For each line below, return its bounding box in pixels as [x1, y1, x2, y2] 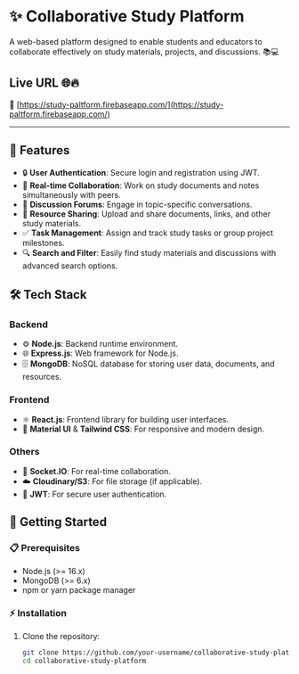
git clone [21, 648, 60, 657]
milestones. [21, 237, 65, 248]
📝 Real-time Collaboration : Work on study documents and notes [21, 180, 260, 191]
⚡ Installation [9, 607, 68, 620]
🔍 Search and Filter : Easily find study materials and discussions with [21, 247, 277, 258]
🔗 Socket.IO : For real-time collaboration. [21, 465, 172, 476]
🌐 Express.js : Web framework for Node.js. [21, 348, 179, 358]
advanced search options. [21, 260, 118, 271]
